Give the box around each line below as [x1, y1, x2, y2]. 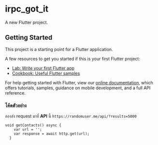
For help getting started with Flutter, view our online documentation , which [5, 80, 154, 85]
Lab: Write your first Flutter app [12, 65, 75, 71]
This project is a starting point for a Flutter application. [5, 46, 113, 52]
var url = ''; [14, 127, 42, 132]
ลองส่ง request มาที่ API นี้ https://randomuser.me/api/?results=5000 [5, 113, 137, 119]
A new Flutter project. [5, 19, 48, 25]
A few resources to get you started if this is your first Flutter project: [5, 56, 140, 62]
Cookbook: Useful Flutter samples [12, 70, 80, 76]
